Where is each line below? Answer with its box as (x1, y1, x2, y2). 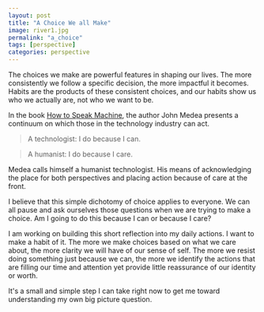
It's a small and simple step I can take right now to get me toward (8, 286, 221, 295)
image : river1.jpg (8, 26, 69, 34)
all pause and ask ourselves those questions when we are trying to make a (8, 205, 251, 214)
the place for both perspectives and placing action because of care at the (8, 173, 247, 182)
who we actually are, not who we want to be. (8, 96, 154, 104)
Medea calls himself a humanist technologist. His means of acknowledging (8, 165, 251, 174)
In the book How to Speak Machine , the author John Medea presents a (8, 111, 239, 119)
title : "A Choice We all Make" (8, 19, 111, 27)
